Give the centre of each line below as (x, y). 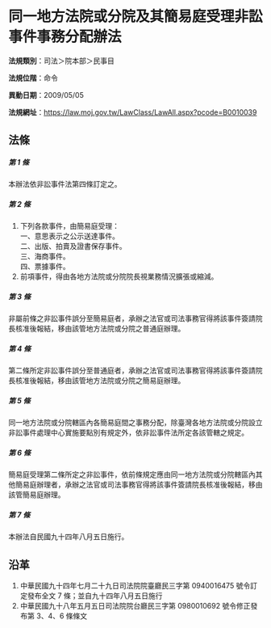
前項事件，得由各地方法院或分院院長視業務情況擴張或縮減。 (119, 276)
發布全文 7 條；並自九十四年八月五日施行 (95, 596)
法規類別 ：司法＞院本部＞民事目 (61, 61)
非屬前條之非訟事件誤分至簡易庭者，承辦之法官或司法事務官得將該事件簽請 (132, 318)
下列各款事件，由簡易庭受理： (69, 226)
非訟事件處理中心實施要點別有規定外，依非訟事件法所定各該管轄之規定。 (128, 432)
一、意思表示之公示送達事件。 (69, 236)
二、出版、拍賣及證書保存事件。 (73, 247)
